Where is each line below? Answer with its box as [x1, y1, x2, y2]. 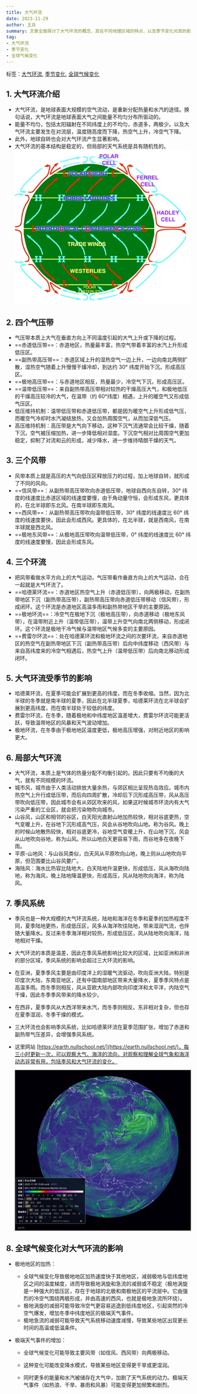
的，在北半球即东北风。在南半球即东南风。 [14, 502, 118, 509]
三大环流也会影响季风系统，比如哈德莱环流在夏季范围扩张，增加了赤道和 [14, 1024, 189, 1031]
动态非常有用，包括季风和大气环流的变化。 [14, 1058, 118, 1065]
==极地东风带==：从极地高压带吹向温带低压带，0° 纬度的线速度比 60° [14, 531, 185, 538]
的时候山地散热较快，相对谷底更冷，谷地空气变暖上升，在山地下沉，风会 [14, 828, 189, 835]
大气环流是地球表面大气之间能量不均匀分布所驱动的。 [35, 113, 164, 120]
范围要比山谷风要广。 [30, 857, 82, 865]
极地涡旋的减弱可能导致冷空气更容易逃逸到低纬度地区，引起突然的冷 [23, 1302, 188, 1309]
